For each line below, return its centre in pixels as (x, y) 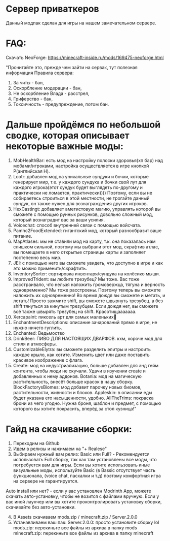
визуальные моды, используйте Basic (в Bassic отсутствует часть (84, 470)
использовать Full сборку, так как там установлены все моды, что (85, 459)
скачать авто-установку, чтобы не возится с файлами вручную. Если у (82, 496)
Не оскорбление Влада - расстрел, (51, 93)
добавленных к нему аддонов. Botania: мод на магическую (77, 376)
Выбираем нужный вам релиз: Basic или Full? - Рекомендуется (81, 454)
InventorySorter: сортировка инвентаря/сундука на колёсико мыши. (87, 274)
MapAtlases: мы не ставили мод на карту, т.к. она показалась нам (84, 241)
